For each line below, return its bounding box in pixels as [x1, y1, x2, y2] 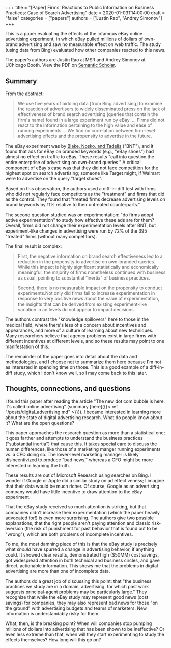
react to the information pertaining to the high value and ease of [17, 122, 152, 128]
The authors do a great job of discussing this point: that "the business [5, 577, 152, 584]
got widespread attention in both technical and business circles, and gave [5, 557, 160, 563]
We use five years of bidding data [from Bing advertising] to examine [17, 100, 162, 106]
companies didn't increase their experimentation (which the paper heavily [5, 509, 160, 515]
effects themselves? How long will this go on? [5, 636, 101, 643]
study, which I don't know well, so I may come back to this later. [13, 369, 148, 376]
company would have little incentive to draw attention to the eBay [5, 488, 142, 495]
